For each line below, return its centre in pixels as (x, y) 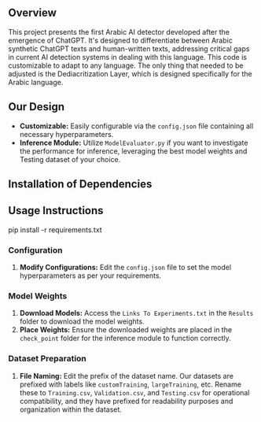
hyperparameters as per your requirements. (90, 276)
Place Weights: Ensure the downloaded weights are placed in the (126, 330)
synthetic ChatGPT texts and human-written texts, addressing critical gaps (129, 48)
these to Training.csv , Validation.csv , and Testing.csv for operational (134, 392)
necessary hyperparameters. (66, 134)
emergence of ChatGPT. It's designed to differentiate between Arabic (121, 40)
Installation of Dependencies (80, 184)
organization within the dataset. (70, 409)
